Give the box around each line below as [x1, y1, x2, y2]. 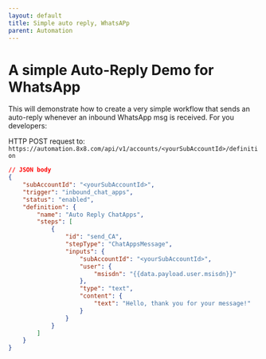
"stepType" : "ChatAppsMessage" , [65, 240, 173, 248]
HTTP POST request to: [8, 136, 85, 146]
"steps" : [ [37, 218, 73, 226]
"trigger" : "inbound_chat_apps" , [22, 188, 134, 196]
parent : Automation [8, 26, 73, 34]
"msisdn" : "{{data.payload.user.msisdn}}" [93, 270, 237, 278]
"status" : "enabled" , [22, 195, 94, 203]
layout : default [8, 11, 62, 20]
